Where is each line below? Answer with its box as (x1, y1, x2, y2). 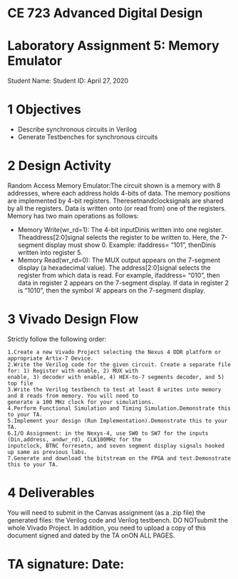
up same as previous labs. (7, 448, 88, 455)
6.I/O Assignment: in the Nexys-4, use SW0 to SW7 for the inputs (7, 430, 209, 437)
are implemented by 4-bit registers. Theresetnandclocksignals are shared (7, 196, 224, 205)
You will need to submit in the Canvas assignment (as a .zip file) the (7, 508, 206, 517)
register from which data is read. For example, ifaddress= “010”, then (17, 271, 220, 279)
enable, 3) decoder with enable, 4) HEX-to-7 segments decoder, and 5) (7, 373, 224, 381)
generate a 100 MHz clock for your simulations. (7, 398, 155, 406)
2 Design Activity (7, 158, 112, 174)
